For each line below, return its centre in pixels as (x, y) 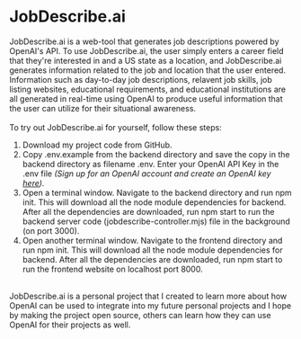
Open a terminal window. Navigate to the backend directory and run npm (157, 192)
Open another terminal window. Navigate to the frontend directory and (152, 240)
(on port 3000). (51, 230)
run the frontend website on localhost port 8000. (113, 269)
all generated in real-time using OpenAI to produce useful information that (146, 98)
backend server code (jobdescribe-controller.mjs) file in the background (156, 221)
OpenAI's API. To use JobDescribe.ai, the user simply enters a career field (147, 50)
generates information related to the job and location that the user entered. (147, 70)
